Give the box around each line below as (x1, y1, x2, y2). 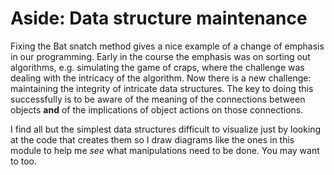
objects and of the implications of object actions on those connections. (10, 103, 304, 116)
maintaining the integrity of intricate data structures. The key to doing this (10, 82, 314, 94)
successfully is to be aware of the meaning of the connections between (10, 93, 306, 105)
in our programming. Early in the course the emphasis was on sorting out (10, 50, 311, 62)
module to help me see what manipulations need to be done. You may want (10, 144, 320, 156)
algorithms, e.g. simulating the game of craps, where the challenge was (10, 61, 305, 73)
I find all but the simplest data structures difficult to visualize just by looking (10, 123, 322, 135)
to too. (10, 155, 38, 167)
